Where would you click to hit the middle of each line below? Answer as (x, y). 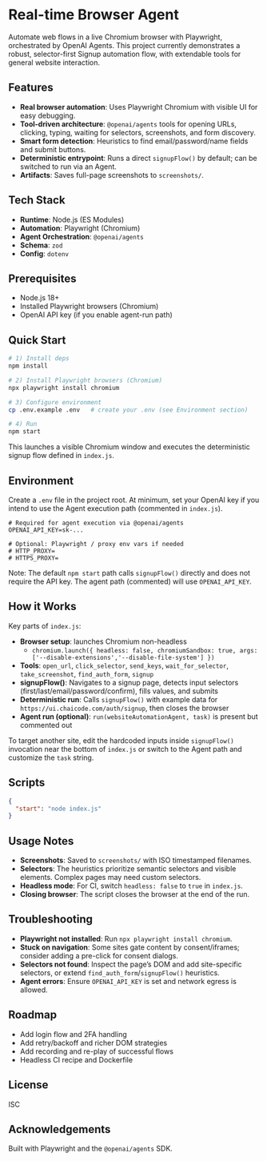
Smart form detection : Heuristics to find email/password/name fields (134, 141)
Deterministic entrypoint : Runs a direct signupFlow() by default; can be (138, 158)
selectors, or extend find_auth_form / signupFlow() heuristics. (120, 972)
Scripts (27, 783)
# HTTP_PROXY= (32, 551)
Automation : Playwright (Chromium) (80, 228)
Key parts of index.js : (45, 625)
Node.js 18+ (40, 298)
